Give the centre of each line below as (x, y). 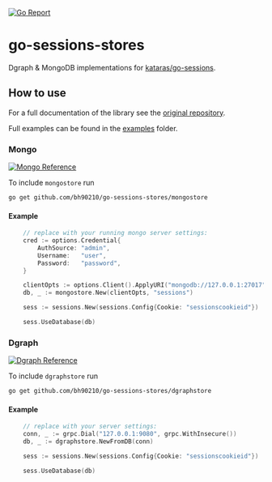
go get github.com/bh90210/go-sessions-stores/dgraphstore (110, 391)
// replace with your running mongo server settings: (115, 233)
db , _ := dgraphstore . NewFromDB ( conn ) (88, 441)
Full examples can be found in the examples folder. (93, 128)
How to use (37, 93)
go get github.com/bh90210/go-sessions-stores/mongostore (108, 198)
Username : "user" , (72, 255)
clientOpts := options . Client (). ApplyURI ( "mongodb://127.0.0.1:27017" (144, 285)
